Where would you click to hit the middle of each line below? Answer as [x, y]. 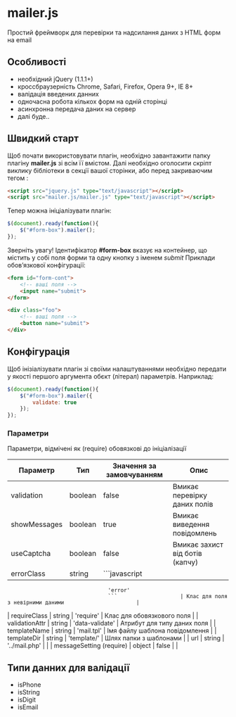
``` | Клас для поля [168, 597]
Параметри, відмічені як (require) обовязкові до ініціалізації [97, 449]
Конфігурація [39, 352]
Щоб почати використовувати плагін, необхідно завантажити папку [109, 156]
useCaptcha [31, 554]
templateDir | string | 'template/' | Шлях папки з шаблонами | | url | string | [116, 638]
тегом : [18, 178]
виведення [191, 524]
